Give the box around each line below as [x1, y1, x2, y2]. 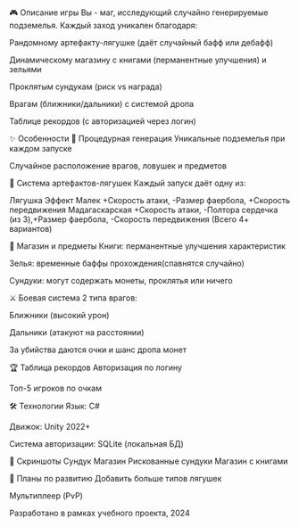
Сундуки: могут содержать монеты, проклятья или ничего [9, 276, 234, 285]
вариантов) [9, 224, 53, 234]
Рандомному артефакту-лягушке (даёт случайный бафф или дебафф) [9, 37, 274, 47]
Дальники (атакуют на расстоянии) [9, 327, 145, 337]
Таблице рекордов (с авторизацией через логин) [9, 116, 196, 127]
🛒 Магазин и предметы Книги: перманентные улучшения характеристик [9, 241, 287, 251]
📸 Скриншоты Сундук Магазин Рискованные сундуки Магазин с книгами [9, 456, 288, 466]
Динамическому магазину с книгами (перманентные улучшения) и [9, 54, 267, 65]
